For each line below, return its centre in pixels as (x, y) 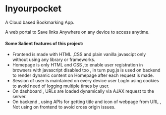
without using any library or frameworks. (54, 59)
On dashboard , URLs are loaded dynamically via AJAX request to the (83, 91)
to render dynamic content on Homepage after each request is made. (83, 75)
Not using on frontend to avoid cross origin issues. (64, 107)
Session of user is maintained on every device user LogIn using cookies (86, 81)
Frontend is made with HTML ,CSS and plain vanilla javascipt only (79, 55)
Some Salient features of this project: (44, 43)
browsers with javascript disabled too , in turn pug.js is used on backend (86, 70)
